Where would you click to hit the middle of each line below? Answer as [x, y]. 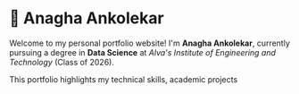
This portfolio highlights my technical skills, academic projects [124, 79]
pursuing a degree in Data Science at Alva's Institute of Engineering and [143, 52]
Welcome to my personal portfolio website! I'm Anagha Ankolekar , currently [149, 43]
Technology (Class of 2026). [62, 62]
